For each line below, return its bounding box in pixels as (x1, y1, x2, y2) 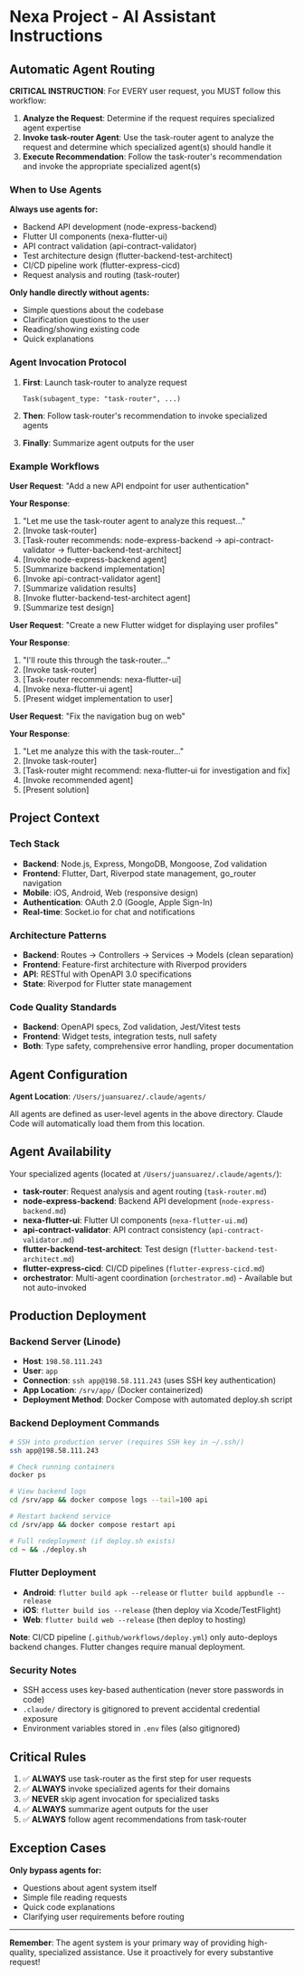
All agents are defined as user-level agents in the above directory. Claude (9, 1108, 283, 1119)
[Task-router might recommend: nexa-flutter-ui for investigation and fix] (22, 765, 291, 776)
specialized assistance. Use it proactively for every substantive (38, 1946, 274, 1957)
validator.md (22, 1236, 72, 1245)
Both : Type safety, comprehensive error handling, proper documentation (22, 1041, 294, 1052)
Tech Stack (9, 837, 61, 850)
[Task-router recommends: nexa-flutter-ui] (22, 673, 182, 684)
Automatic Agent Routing (9, 62, 156, 77)
